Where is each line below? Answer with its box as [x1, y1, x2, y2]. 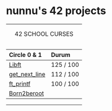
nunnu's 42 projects [6, 4, 106, 18]
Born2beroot [9, 89, 44, 97]
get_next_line [9, 70, 45, 78]
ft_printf [9, 79, 31, 88]
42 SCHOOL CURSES [14, 29, 74, 38]
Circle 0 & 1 [9, 51, 42, 59]
